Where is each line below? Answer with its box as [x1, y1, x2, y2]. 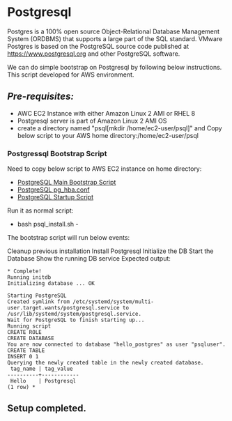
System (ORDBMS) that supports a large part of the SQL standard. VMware [7, 34, 223, 43]
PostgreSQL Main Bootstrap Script [17, 178, 116, 187]
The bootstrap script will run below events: [7, 234, 130, 242]
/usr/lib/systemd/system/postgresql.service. [7, 311, 141, 318]
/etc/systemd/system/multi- [72, 298, 155, 305]
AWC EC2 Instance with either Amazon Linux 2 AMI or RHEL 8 [17, 109, 196, 117]
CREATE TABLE [7, 347, 45, 354]
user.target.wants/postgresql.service [7, 305, 120, 312]
